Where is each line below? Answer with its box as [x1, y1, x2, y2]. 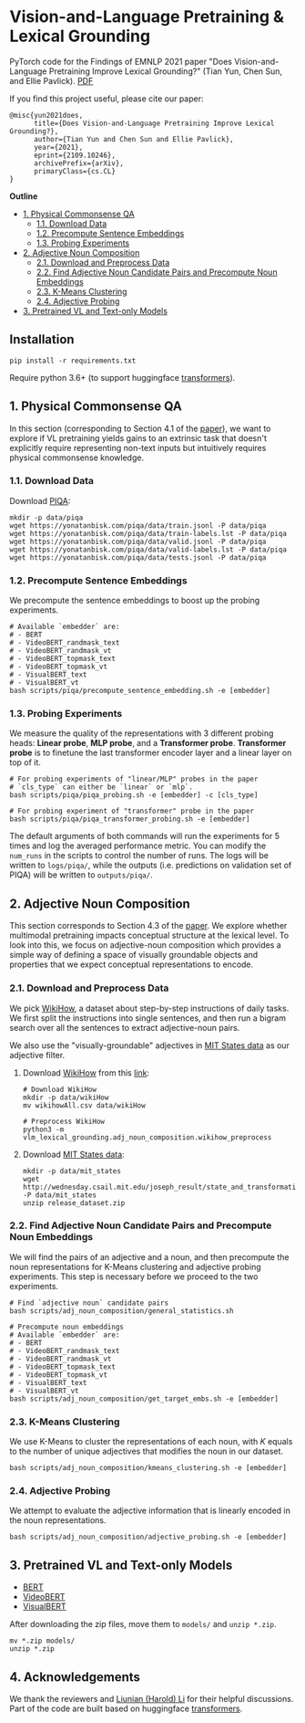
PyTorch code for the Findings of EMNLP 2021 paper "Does [9, 56, 232, 67]
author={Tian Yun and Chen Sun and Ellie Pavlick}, [33, 134, 234, 143]
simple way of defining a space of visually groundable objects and [9, 950, 259, 961]
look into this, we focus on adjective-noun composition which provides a [9, 940, 282, 951]
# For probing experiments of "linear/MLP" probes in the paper [9, 774, 259, 784]
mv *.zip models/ [9, 1636, 76, 1645]
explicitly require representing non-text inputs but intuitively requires [9, 442, 267, 453]
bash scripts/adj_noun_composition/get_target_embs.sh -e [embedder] [9, 1394, 280, 1403]
